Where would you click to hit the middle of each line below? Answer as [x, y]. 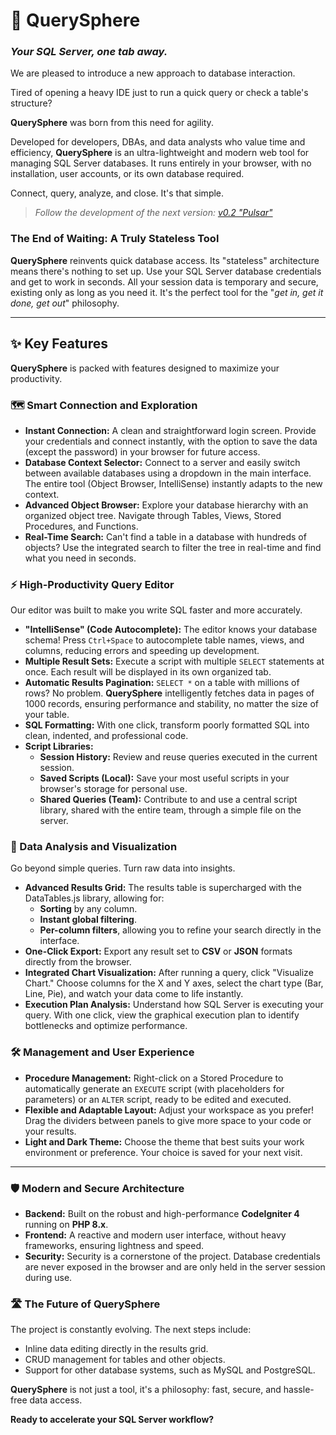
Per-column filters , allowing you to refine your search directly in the [180, 930]
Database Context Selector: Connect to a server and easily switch [162, 462]
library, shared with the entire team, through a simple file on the [170, 810]
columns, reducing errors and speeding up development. [142, 651]
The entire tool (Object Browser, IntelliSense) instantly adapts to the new [173, 483]
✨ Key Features [59, 344]
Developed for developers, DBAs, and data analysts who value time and [158, 142]
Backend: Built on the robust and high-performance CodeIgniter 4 [162, 1214]
